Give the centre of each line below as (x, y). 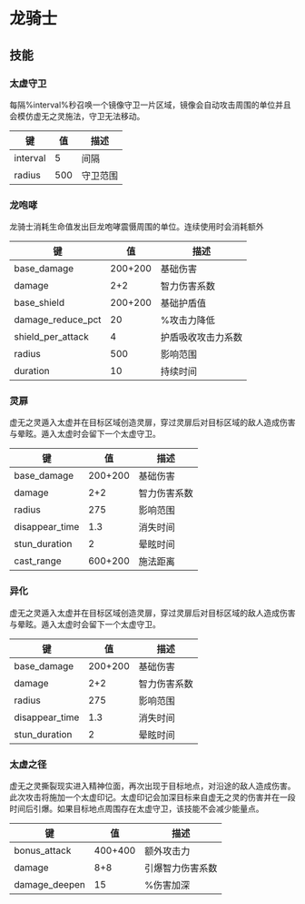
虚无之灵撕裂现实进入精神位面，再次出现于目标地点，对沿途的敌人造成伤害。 (152, 786)
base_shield (39, 303)
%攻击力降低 (187, 320)
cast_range (38, 561)
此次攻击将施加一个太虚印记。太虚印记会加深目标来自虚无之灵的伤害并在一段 (152, 797)
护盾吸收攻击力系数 (202, 338)
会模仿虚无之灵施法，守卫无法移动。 (77, 116)
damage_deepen (50, 885)
